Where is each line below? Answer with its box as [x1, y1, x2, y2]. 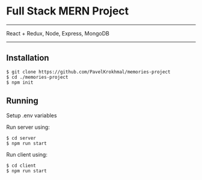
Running [6, 96, 39, 106]
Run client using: [6, 151, 48, 158]
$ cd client [6, 163, 36, 169]
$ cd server [6, 135, 36, 141]
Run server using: [6, 123, 50, 131]
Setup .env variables [6, 111, 57, 119]
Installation [6, 53, 49, 63]
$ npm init [6, 79, 34, 85]
